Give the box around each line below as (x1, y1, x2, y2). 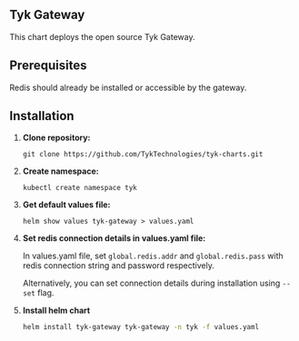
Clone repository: (22, 132, 91, 144)
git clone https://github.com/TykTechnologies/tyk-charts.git (22, 150, 264, 159)
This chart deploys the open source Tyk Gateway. (9, 31, 195, 42)
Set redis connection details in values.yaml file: (22, 233, 206, 244)
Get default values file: (22, 199, 111, 210)
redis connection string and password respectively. (22, 260, 215, 271)
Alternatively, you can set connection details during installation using (22, 277, 281, 289)
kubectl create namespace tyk (22, 184, 138, 193)
